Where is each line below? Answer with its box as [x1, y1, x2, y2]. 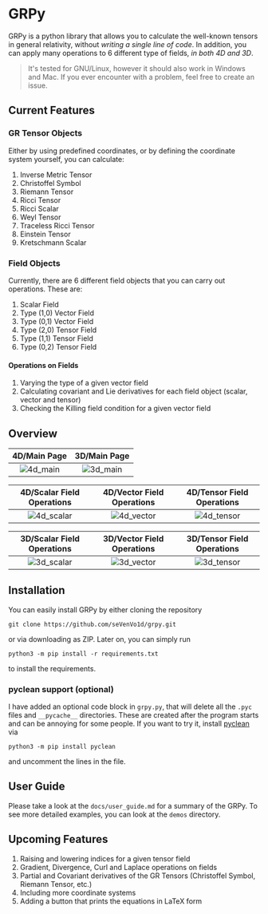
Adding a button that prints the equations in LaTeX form [19, 896, 203, 906]
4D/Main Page [12, 450, 68, 461]
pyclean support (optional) [8, 683, 114, 694]
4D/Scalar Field [19, 486, 80, 497]
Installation [8, 584, 65, 597]
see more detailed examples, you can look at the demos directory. [8, 809, 221, 819]
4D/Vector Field [102, 486, 164, 497]
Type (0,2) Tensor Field [19, 342, 97, 351]
